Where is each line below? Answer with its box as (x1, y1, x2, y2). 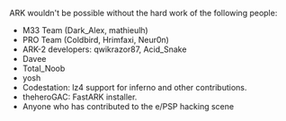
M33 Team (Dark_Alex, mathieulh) (22, 25, 148, 35)
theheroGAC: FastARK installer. (22, 91, 138, 102)
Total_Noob (22, 63, 66, 73)
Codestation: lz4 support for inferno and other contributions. (22, 82, 247, 92)
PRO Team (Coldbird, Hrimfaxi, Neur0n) (22, 35, 169, 45)
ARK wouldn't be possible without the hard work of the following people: (9, 8, 278, 18)
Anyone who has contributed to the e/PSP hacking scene (22, 101, 235, 111)
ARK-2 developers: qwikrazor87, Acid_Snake (22, 44, 187, 55)
